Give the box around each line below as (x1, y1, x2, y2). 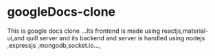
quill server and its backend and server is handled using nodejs (26, 33, 205, 42)
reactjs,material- (161, 27, 209, 35)
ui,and (7, 33, 25, 42)
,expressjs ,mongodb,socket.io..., (7, 41, 101, 49)
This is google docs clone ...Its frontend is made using (7, 27, 161, 35)
